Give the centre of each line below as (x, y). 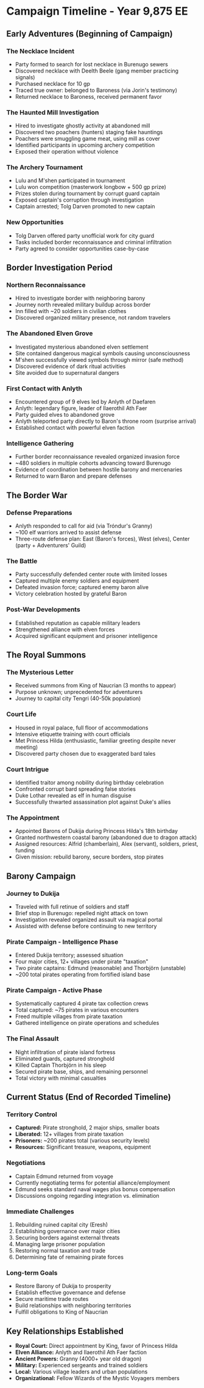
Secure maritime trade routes (52, 1299)
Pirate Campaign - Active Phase (54, 990)
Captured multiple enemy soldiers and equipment (77, 581)
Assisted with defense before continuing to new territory (86, 926)
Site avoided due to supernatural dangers (67, 372)
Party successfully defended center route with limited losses (91, 575)
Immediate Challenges (40, 1211)
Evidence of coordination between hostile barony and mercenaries (99, 470)
